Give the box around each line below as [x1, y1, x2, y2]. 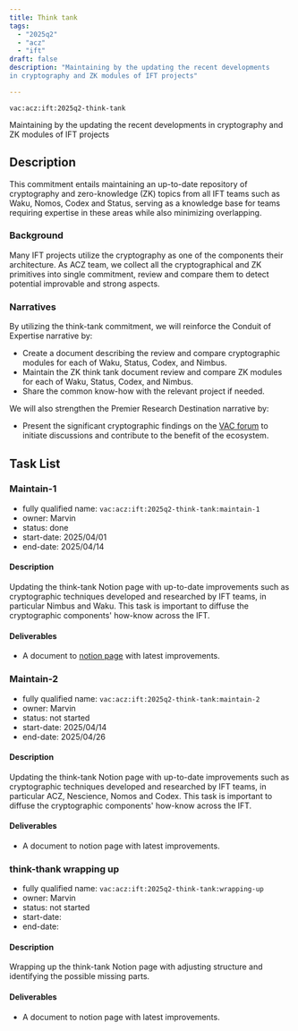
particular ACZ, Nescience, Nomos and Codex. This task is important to [9, 790, 273, 801]
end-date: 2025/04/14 [21, 541, 105, 551]
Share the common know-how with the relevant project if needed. [21, 386, 266, 396]
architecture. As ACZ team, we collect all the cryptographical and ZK [9, 259, 262, 269]
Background [9, 229, 64, 242]
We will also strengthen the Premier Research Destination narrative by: [9, 404, 269, 414]
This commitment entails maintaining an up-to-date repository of [9, 178, 248, 189]
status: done [21, 522, 69, 533]
